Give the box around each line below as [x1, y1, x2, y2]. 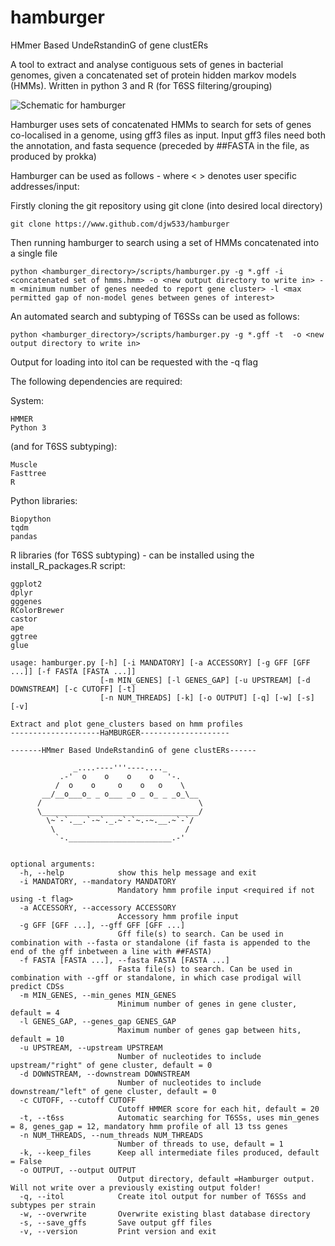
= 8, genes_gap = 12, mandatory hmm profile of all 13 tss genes [10, 1121, 288, 1131]
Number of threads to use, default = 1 [117, 1139, 284, 1149]
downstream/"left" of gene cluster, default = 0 [10, 1086, 217, 1096]
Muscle [10, 459, 38, 470]
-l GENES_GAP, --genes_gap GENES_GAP [19, 1016, 177, 1026]
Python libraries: [10, 494, 78, 506]
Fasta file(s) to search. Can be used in [117, 964, 293, 974]
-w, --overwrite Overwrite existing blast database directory [19, 1209, 311, 1219]
